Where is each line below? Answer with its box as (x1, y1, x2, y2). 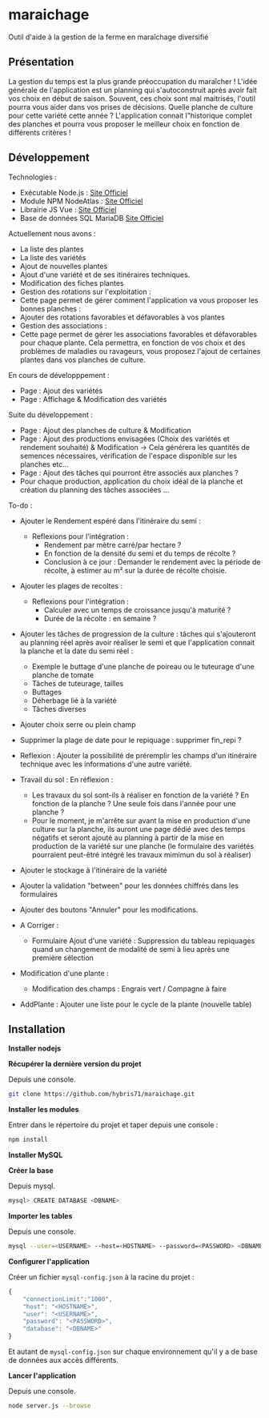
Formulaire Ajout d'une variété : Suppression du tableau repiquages (31, 935, 255, 946)
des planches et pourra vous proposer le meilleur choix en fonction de (8, 119, 240, 129)
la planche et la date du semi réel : (19, 646, 134, 656)
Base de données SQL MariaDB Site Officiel (19, 213, 164, 223)
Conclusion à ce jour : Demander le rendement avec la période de (43, 556, 261, 566)
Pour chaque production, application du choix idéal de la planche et (19, 476, 243, 486)
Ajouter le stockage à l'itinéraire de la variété (19, 865, 168, 874)
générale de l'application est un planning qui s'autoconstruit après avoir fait (8, 85, 258, 94)
